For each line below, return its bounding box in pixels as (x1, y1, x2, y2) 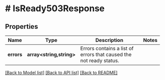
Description (95, 37, 124, 43)
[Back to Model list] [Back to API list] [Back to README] (5, 70, 118, 76)
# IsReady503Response (5, 3, 105, 14)
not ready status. (80, 57, 119, 64)
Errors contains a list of (80, 45, 134, 52)
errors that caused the (80, 51, 132, 58)
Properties (5, 22, 38, 31)
